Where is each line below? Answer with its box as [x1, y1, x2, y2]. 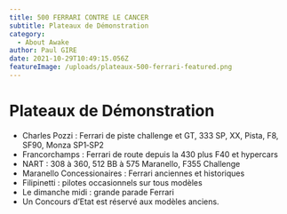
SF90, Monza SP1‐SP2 [21, 139, 105, 150]
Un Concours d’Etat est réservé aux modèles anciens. [21, 196, 219, 207]
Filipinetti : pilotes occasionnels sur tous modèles [21, 177, 203, 187]
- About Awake [17, 37, 69, 47]
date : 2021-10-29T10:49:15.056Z [9, 54, 129, 63]
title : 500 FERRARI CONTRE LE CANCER [9, 12, 149, 22]
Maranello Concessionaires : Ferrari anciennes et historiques [21, 168, 245, 178]
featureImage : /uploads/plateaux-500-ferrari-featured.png [9, 63, 233, 72]
